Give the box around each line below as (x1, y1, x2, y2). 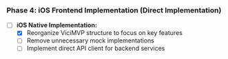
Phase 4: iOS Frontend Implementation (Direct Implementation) (6, 5, 222, 15)
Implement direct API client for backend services (26, 44, 165, 53)
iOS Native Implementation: (16, 21, 98, 29)
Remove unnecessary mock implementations (26, 36, 154, 45)
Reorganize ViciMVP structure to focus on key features (26, 29, 183, 37)
